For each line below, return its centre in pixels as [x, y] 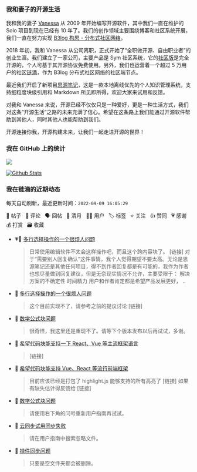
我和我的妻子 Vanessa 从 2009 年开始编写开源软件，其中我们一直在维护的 [95, 23]
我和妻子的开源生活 [33, 9]
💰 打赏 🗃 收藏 [25, 225]
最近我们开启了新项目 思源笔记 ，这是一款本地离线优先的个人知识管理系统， [96, 85]
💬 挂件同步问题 [33, 450]
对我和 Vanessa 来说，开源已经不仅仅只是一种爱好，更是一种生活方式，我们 [97, 105]
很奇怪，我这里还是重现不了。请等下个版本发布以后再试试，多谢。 [109, 331]
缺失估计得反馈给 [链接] [63, 388]
